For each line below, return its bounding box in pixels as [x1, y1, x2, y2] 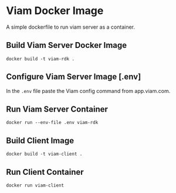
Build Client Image [6, 136, 75, 146]
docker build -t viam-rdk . [6, 56, 75, 62]
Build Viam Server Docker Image [6, 40, 127, 50]
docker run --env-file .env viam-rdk [6, 120, 99, 126]
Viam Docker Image [6, 4, 104, 18]
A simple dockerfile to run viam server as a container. [6, 23, 136, 30]
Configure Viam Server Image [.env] [6, 72, 141, 82]
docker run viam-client [6, 182, 65, 188]
